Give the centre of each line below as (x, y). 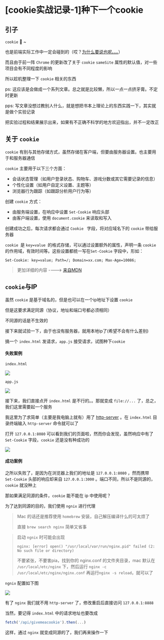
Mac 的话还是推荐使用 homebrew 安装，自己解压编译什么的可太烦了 (83, 517)
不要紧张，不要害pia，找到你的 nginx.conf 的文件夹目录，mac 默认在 (86, 561)
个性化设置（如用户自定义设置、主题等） (53, 185)
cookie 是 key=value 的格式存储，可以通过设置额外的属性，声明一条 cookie (81, 245)
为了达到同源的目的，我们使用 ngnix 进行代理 (50, 506)
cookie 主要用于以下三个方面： (36, 168)
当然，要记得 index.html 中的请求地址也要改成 (51, 613)
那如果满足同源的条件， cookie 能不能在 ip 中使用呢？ (58, 496)
